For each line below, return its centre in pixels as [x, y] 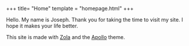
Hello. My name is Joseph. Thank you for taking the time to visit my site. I [95, 20]
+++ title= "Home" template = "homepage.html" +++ [70, 8]
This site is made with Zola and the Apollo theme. [65, 37]
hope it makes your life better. [42, 26]
